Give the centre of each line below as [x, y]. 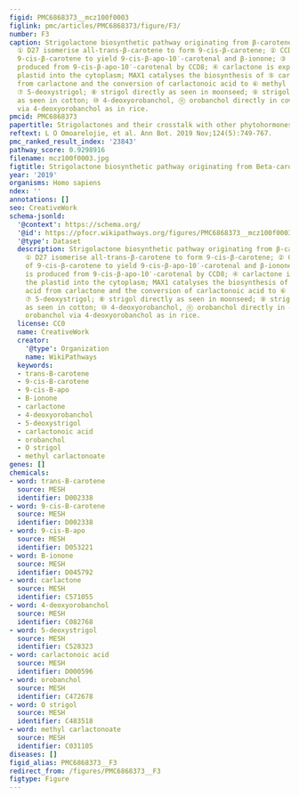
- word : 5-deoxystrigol [53, 630]
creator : [33, 340]
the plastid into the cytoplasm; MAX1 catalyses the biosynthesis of [157, 282]
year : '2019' [33, 175]
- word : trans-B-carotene [57, 481]
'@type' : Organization [67, 348]
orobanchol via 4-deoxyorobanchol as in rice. [113, 316]
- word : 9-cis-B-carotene [57, 506]
